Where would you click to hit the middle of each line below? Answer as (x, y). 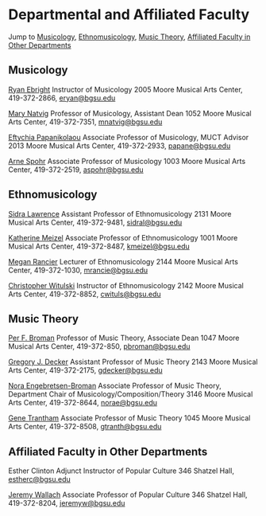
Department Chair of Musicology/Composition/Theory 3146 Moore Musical (131, 394)
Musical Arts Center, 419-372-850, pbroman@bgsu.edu (99, 346)
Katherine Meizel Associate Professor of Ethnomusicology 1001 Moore (123, 237)
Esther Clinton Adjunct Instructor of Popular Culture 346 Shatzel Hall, (121, 471)
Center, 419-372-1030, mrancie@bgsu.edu (78, 270)
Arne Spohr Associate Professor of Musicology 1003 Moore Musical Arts (127, 161)
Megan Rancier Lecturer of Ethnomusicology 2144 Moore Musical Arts (123, 261)
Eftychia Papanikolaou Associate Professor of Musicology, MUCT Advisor (129, 137)
